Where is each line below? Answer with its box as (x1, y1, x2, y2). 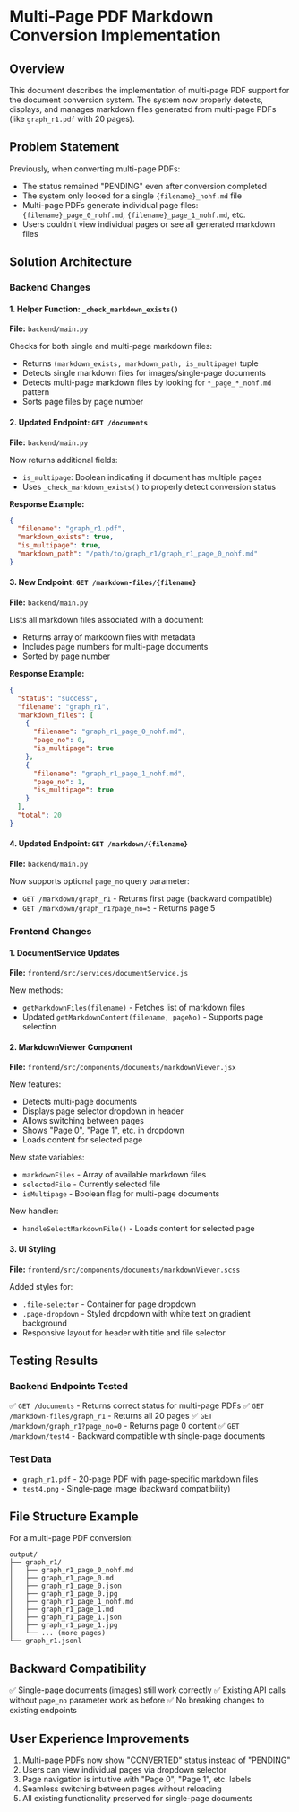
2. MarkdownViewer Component (9, 1041, 132, 1052)
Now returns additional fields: (9, 454, 118, 465)
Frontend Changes (9, 924, 92, 937)
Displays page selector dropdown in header (21, 1106, 184, 1116)
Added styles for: (9, 1281, 73, 1291)
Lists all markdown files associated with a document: (9, 614, 204, 625)
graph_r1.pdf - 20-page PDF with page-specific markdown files (21, 1474, 259, 1484)
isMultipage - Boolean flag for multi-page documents (21, 1188, 220, 1199)
